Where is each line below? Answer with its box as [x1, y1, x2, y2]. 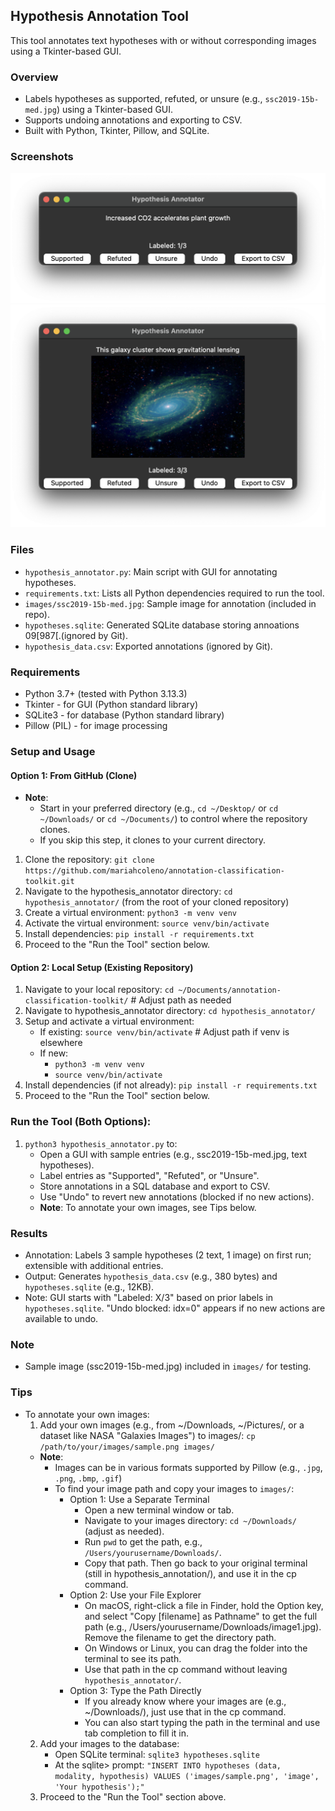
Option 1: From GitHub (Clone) [10, 769, 138, 781]
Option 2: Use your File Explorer [69, 1589, 202, 1601]
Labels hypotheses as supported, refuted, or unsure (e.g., [24, 93, 263, 105]
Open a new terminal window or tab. [84, 1504, 235, 1516]
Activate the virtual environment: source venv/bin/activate [24, 917, 270, 929]
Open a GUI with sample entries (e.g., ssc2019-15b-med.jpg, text [39, 1148, 308, 1160]
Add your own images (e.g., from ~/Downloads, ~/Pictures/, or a [39, 1419, 305, 1431]
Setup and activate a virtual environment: [24, 1015, 195, 1028]
